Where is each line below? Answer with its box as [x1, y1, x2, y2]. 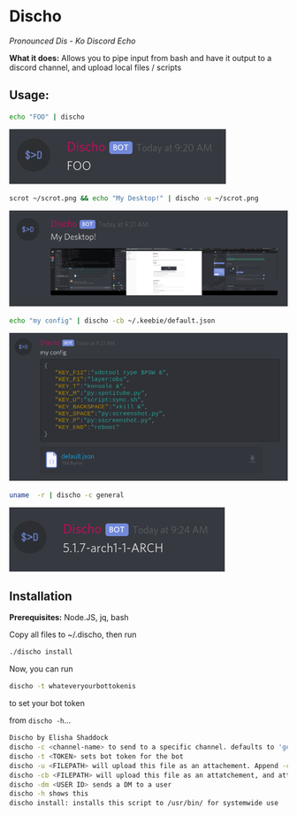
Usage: [9, 88, 50, 103]
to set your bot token [9, 698, 86, 709]
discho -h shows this [9, 789, 89, 798]
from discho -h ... [9, 715, 72, 726]
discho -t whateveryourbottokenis [9, 682, 137, 691]
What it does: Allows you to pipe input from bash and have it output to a [9, 52, 272, 63]
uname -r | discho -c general [9, 490, 125, 500]
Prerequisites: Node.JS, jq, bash [9, 612, 130, 623]
